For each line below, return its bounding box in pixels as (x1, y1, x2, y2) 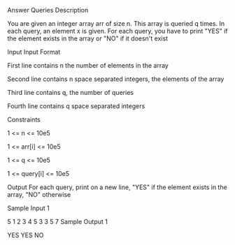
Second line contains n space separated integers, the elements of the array (7, 75, 225, 83)
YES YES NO (7, 231, 44, 239)
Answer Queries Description (7, 6, 89, 14)
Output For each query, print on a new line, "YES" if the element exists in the (7, 183, 227, 191)
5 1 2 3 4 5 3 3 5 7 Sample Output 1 (7, 218, 108, 225)
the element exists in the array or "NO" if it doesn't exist (7, 34, 169, 43)
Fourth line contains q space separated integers (7, 102, 145, 110)
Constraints (7, 115, 41, 124)
